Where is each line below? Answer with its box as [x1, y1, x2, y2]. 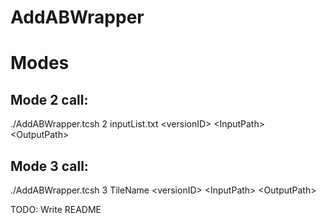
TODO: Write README [10, 204, 102, 215]
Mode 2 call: [10, 91, 89, 108]
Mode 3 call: [10, 157, 89, 175]
